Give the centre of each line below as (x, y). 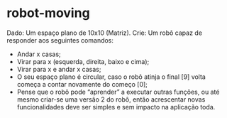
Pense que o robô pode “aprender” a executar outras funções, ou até (118, 92)
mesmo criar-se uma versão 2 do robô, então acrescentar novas (111, 99)
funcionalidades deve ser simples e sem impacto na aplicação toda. (116, 107)
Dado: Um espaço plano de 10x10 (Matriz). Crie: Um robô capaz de (105, 33)
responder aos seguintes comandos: (60, 40)
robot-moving (48, 13)
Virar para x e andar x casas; (59, 69)
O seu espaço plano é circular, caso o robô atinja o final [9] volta (111, 77)
